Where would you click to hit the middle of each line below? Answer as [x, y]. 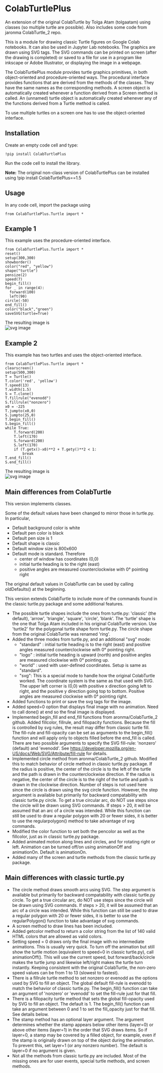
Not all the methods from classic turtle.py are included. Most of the [79, 1055]
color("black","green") [29, 309]
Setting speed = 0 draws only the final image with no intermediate [78, 942]
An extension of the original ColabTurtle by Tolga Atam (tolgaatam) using [78, 22]
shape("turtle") [21, 271]
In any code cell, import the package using [48, 205]
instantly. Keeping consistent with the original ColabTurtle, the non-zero [84, 967]
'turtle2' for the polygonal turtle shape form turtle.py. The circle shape [82, 629]
